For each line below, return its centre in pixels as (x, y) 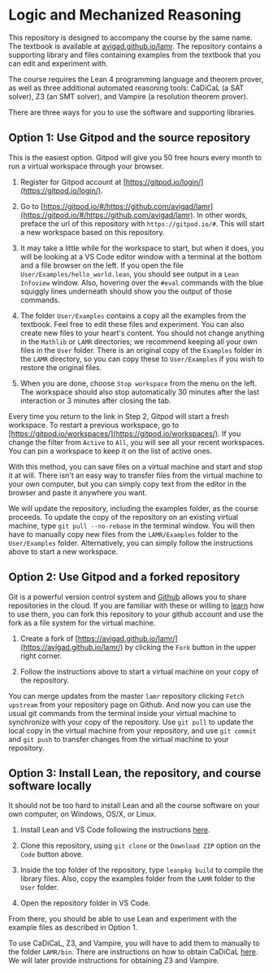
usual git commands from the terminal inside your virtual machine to (122, 713)
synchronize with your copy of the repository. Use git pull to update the (131, 722)
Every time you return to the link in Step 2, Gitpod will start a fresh (119, 416)
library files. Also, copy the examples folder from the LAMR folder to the (138, 879)
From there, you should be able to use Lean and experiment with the (123, 919)
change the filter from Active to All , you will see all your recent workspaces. (136, 442)
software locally (50, 785)
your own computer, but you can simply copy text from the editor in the (128, 484)
